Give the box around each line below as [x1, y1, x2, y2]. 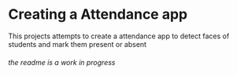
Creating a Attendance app [8, 5, 187, 23]
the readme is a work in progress [8, 57, 116, 67]
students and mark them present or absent [8, 39, 147, 48]
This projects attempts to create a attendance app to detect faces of [8, 31, 230, 41]
